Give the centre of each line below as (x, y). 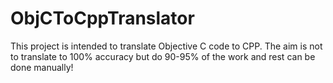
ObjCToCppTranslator (102, 18)
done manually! (42, 67)
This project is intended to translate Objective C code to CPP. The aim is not (166, 46)
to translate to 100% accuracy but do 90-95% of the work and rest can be (163, 56)
